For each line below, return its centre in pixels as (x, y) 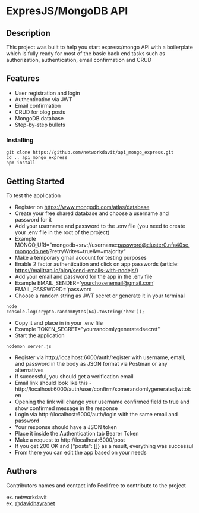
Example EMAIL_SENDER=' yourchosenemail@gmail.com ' (85, 283)
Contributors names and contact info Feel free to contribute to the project (96, 485)
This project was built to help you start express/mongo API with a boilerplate (99, 47)
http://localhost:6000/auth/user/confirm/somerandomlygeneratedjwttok (103, 389)
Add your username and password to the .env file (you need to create (100, 226)
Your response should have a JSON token (66, 427)
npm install (21, 163)
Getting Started (35, 181)
